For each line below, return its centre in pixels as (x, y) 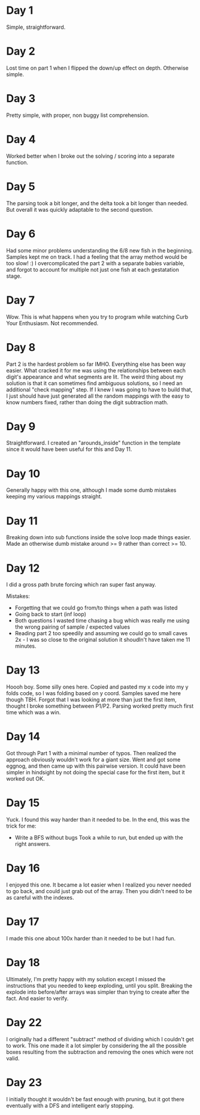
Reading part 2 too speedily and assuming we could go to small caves (101, 633)
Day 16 (23, 868)
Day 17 (23, 922)
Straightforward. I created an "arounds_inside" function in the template (93, 443)
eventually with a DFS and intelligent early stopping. (70, 1105)
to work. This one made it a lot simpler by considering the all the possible (96, 1045)
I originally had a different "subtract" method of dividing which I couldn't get (100, 1039)
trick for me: (21, 826)
